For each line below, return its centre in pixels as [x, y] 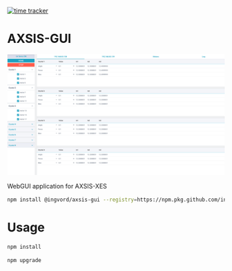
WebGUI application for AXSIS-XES [57, 186]
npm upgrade [24, 261]
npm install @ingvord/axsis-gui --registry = [72, 200]
